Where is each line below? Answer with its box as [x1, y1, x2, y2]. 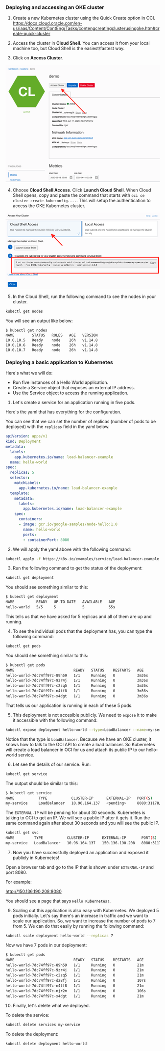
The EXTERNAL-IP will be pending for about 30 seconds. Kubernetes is [5, 809, 146, 816]
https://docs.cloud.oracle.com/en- [12, 20, 83, 26]
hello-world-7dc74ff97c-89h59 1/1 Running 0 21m [5, 963, 144, 968]
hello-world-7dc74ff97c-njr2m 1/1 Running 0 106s [5, 988, 146, 993]
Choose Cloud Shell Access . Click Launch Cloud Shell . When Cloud [12, 187, 151, 193]
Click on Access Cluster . [12, 55, 64, 61]
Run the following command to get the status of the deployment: [12, 565, 143, 571]
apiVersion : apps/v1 [5, 434, 48, 439]
